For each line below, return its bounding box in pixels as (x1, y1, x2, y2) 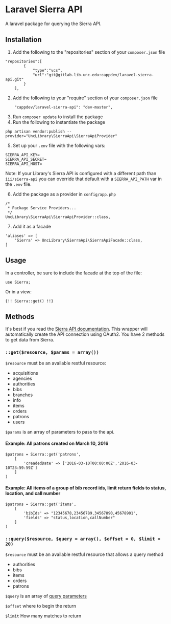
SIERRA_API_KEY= (5, 152, 40, 157)
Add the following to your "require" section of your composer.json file (12, 95, 158, 101)
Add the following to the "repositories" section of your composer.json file (12, 49, 165, 55)
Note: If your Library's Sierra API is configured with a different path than (5, 170, 157, 176)
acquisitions (12, 370, 38, 376)
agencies (12, 375, 32, 381)
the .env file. (5, 181, 32, 187)
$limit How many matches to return (5, 613, 82, 619)
